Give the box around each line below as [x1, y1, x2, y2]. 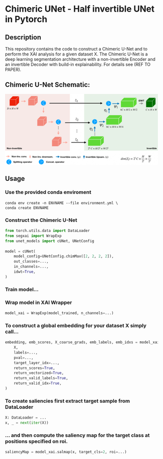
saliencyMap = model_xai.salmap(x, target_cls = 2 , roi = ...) [5, 450, 127, 455]
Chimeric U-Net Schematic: [5, 81, 90, 89]
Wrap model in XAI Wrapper [5, 299, 72, 306]
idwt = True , [14, 269, 36, 274]
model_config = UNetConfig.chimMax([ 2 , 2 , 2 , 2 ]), [14, 254, 114, 259]
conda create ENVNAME [5, 205, 49, 210]
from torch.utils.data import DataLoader [5, 229, 90, 233]
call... [5, 328, 19, 335]
